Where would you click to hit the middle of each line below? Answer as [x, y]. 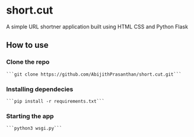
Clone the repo [28, 62]
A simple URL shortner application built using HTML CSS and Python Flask [97, 27]
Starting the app [30, 116]
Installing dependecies [40, 89]
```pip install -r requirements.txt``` [55, 101]
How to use [27, 45]
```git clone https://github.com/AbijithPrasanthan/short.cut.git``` [94, 74]
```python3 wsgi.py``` [34, 128]
